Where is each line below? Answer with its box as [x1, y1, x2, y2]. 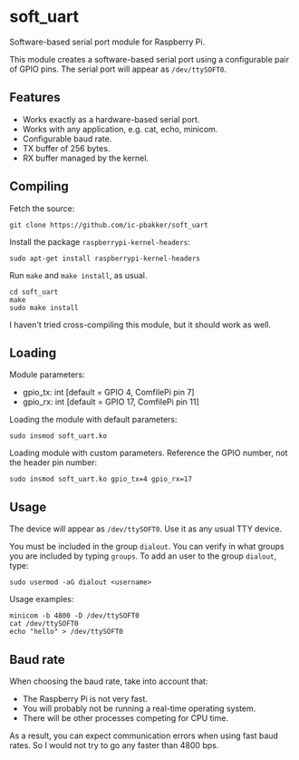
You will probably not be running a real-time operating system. [22, 703, 256, 714]
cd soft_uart [9, 287, 59, 297]
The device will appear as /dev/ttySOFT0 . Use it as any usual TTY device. [9, 523, 283, 534]
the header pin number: [9, 457, 98, 468]
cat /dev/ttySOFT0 [9, 619, 79, 628]
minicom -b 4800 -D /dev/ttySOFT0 [9, 611, 140, 620]
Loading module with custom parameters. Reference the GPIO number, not [9, 447, 288, 459]
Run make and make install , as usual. [9, 269, 148, 280]
